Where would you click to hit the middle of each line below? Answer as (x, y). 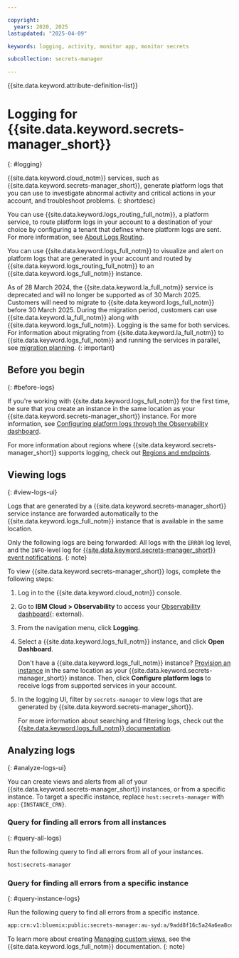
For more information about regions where (69, 445)
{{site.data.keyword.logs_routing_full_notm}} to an (81, 266)
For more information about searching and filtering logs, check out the (121, 720)
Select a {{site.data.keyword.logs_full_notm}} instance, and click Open (121, 642)
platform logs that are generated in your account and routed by (100, 259)
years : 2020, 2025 (41, 27)
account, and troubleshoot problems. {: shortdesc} (82, 201)
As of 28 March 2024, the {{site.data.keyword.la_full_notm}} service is (110, 287)
